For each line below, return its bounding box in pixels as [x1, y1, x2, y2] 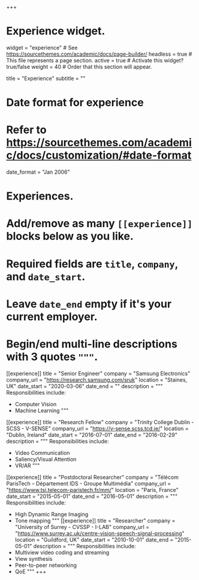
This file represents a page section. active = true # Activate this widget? [6, 56, 184, 64]
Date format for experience [6, 96, 144, 110]
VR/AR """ [14, 462, 40, 469]
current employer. [6, 310, 98, 324]
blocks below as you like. [6, 229, 134, 243]
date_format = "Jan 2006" [6, 168, 70, 176]
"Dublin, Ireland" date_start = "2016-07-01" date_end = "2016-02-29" [6, 431, 178, 438]
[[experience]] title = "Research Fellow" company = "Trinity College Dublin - [6, 418, 194, 425]
